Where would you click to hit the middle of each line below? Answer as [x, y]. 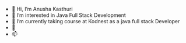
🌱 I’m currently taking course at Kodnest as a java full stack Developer [96, 21]
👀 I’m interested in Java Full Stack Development [69, 15]
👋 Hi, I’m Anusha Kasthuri [42, 9]
